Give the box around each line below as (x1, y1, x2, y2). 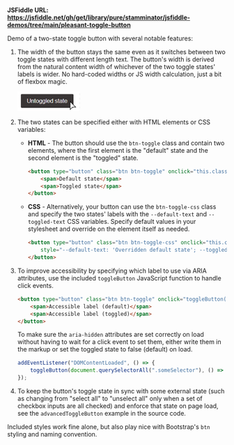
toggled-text (27, 219, 66, 226)
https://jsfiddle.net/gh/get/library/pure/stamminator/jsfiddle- (7, 13, 190, 22)
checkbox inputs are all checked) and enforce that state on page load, (17, 402, 219, 410)
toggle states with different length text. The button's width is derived (17, 55, 214, 63)
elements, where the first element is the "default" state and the (27, 146, 209, 154)
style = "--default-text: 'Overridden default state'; (40, 247, 197, 254)
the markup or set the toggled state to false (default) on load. (17, 345, 193, 354)
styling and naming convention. (7, 430, 97, 439)
